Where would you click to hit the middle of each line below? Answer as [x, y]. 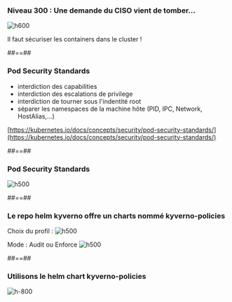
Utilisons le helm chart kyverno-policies [77, 277]
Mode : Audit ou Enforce [42, 245]
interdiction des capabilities [57, 86]
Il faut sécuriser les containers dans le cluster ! [75, 39]
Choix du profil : [30, 231]
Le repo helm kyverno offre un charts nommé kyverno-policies [116, 216]
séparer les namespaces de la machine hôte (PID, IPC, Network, [110, 109]
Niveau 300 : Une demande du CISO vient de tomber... [102, 11]
